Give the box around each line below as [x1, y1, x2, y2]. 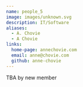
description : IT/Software [6, 19, 69, 25]
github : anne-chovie [11, 58, 61, 63]
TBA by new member [6, 74, 57, 81]
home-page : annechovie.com [11, 47, 77, 53]
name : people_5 [6, 8, 43, 15]
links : [6, 42, 22, 48]
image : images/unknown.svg [6, 14, 72, 20]
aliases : [6, 25, 27, 31]
